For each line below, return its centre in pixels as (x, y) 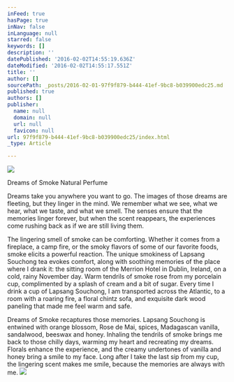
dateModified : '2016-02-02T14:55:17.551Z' (70, 66)
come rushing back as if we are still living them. (76, 226)
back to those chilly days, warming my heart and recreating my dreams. (111, 342)
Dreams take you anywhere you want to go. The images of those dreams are (117, 196)
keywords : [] (26, 46)
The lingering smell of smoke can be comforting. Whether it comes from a (114, 240)
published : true (31, 91)
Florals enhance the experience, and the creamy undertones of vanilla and (114, 349)
